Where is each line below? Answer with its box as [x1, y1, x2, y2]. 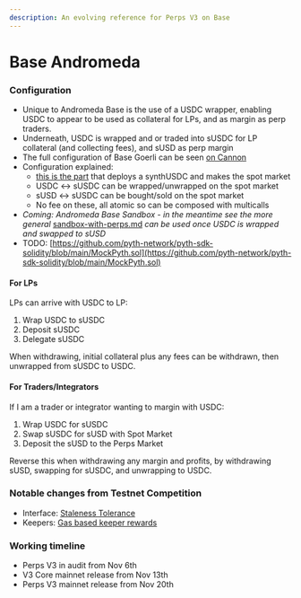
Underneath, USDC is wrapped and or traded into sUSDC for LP [21, 133, 258, 144]
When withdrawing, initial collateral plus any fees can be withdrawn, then [9, 351, 279, 362]
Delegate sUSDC [21, 334, 85, 345]
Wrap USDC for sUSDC [21, 418, 108, 429]
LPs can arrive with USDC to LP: [9, 297, 128, 308]
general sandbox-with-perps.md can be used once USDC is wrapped [21, 219, 279, 230]
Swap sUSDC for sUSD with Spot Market [21, 428, 173, 439]
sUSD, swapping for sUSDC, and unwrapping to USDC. [9, 464, 212, 476]
